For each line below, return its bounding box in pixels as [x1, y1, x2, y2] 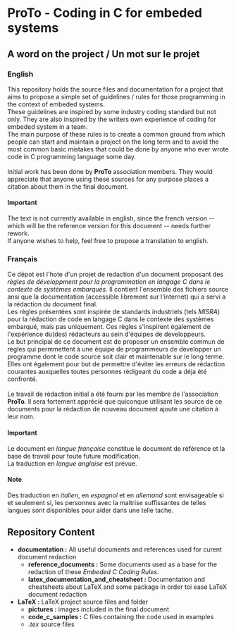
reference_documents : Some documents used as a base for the [27, 560, 217, 568]
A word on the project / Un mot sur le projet [7, 48, 200, 60]
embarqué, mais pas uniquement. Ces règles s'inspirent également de [7, 323, 211, 331]
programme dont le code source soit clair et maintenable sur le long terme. [7, 352, 225, 361]
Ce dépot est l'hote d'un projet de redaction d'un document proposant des [7, 270, 224, 279]
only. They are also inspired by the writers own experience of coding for [7, 115, 217, 123]
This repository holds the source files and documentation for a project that [7, 85, 223, 93]
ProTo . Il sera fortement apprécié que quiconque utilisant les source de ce [7, 397, 223, 406]
